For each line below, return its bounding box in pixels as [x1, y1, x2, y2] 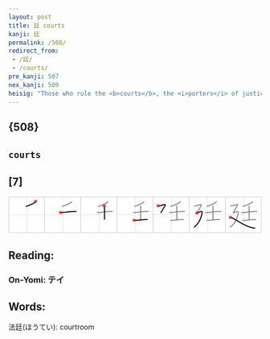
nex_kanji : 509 [8, 81, 59, 89]
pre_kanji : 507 [8, 72, 59, 81]
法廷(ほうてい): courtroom [8, 322, 95, 332]
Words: [8, 300, 46, 313]
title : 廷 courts [8, 21, 66, 30]
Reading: [8, 249, 55, 263]
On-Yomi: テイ [8, 275, 65, 286]
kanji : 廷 [8, 30, 40, 38]
